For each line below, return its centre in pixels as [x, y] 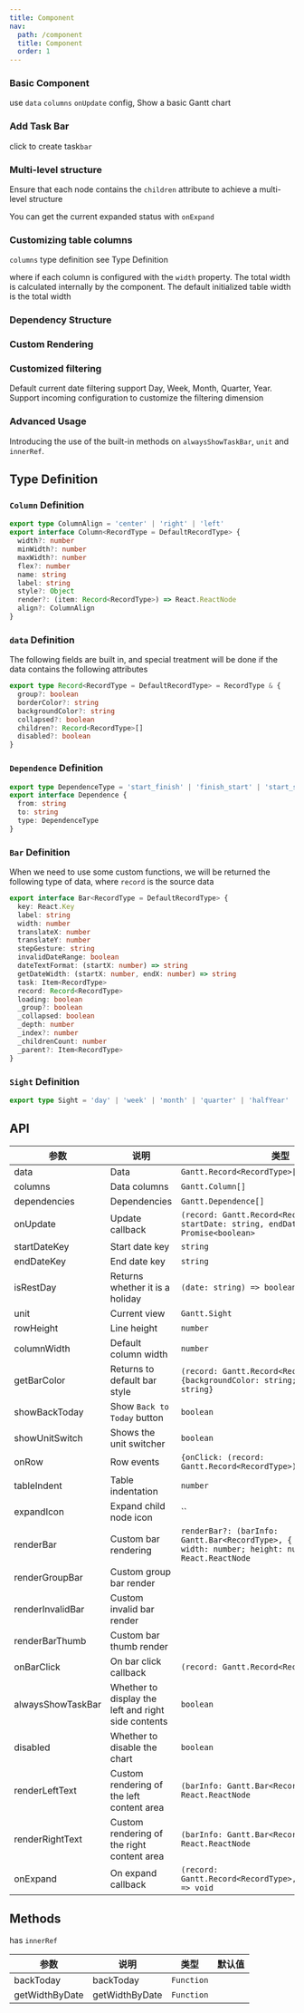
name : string [42, 575]
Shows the [133, 1432]
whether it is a [140, 1287]
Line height [134, 1328]
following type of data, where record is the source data [112, 882]
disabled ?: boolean [54, 736]
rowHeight [36, 1328]
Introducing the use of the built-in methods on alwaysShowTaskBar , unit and [149, 441]
